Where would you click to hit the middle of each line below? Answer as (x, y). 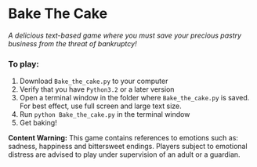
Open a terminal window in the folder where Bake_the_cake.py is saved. (134, 98)
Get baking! (38, 123)
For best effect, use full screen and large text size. (100, 106)
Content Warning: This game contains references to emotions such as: (123, 138)
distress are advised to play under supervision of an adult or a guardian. (124, 154)
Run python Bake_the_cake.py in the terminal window (105, 114)
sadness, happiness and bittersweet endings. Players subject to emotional (128, 147)
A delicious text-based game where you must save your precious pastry (125, 35)
